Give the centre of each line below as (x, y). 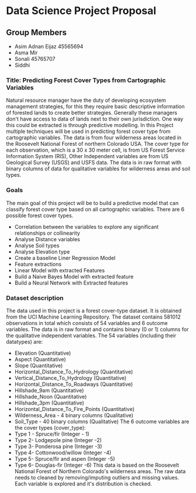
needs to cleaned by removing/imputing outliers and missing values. (97, 477)
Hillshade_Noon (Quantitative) (51, 396)
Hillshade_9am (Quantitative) (49, 390)
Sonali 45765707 (35, 59)
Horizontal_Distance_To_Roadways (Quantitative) (74, 384)
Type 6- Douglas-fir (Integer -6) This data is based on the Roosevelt (97, 465)
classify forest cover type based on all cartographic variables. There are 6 (95, 209)
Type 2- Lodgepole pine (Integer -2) (58, 440)
